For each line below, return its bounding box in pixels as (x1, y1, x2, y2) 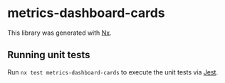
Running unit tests (7, 49, 90, 61)
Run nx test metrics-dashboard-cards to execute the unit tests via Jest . (7, 67, 219, 76)
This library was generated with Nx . (7, 28, 112, 37)
